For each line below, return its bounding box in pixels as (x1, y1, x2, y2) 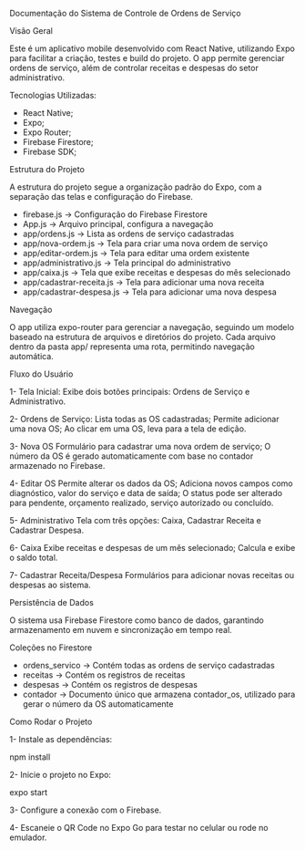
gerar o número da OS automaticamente (22, 699, 174, 710)
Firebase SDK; (22, 146, 77, 157)
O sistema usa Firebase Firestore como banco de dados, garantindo (9, 615, 264, 626)
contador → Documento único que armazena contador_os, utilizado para (22, 689, 296, 700)
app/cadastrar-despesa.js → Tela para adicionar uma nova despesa (22, 286, 278, 297)
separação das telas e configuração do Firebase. (9, 192, 194, 202)
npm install (9, 752, 51, 762)
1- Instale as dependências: (9, 734, 113, 744)
